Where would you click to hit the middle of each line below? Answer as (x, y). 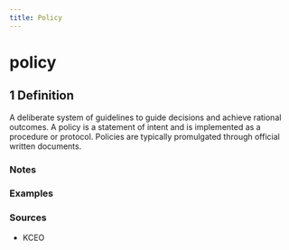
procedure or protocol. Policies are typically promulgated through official (144, 136)
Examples (32, 193)
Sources (28, 218)
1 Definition (42, 96)
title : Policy (36, 18)
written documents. (46, 146)
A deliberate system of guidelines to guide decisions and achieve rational (145, 117)
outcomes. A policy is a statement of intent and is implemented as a (135, 126)
